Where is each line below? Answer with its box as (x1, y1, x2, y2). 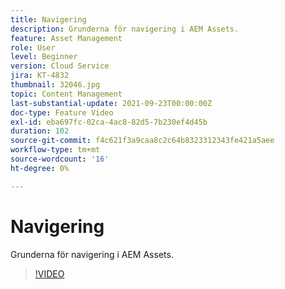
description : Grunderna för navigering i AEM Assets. (10, 24, 240, 34)
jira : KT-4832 (10, 71, 70, 81)
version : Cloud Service (10, 61, 110, 71)
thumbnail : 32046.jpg (10, 80, 101, 90)
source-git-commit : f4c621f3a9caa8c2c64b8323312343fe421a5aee (10, 136, 275, 146)
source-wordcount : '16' (10, 154, 110, 164)
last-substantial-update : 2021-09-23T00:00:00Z (10, 98, 213, 108)
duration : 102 (10, 126, 70, 136)
